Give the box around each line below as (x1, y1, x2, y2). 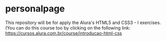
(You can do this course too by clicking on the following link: (5, 24, 131, 30)
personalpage (5, 3, 65, 14)
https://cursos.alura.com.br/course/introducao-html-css (5, 30, 122, 36)
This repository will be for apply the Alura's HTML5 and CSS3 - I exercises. (5, 19, 161, 25)
